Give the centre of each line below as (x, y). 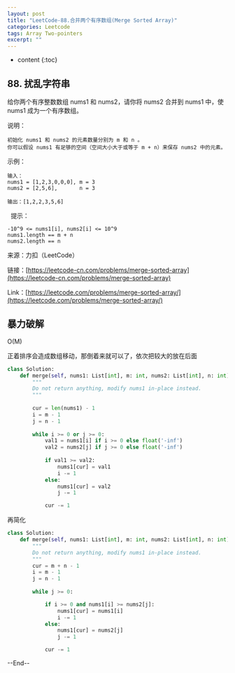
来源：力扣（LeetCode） (43, 255)
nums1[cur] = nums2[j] (90, 631)
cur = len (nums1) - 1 (64, 408)
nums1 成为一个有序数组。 (45, 110)
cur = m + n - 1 (56, 566)
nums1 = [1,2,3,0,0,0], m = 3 (51, 182)
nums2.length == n (34, 241)
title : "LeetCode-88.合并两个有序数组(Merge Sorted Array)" (92, 20)
